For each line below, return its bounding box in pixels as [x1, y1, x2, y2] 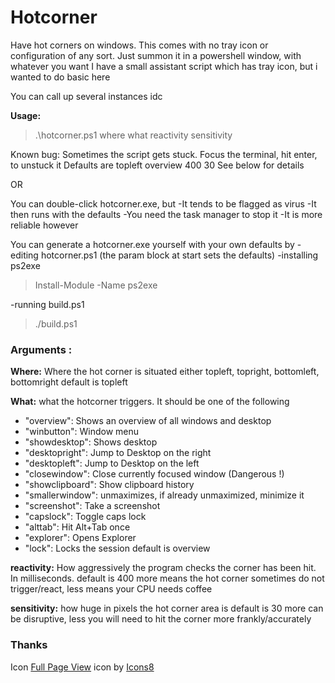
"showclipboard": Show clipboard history [24, 479, 195, 491]
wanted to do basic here [10, 71, 111, 83]
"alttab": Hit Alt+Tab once [24, 521, 131, 533]
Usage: [10, 109, 42, 121]
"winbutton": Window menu [24, 426, 140, 438]
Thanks [10, 638, 48, 652]
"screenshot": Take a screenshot [24, 500, 161, 512]
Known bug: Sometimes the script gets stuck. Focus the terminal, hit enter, [10, 148, 318, 160]
